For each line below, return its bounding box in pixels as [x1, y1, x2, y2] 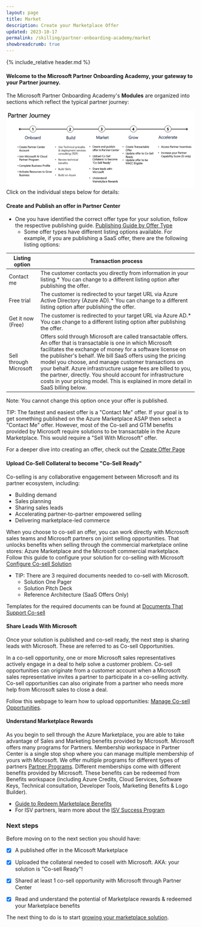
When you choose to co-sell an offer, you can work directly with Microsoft [6, 528, 189, 536]
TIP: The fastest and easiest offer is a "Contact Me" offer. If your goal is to [6, 409, 189, 416]
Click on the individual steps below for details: [6, 189, 120, 196]
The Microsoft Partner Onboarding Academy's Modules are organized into [6, 92, 190, 99]
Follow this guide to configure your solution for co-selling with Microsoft [6, 554, 184, 561]
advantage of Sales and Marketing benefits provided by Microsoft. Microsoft [6, 737, 194, 744]
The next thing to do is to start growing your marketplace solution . [6, 914, 169, 921]
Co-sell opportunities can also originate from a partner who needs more [6, 679, 184, 687]
